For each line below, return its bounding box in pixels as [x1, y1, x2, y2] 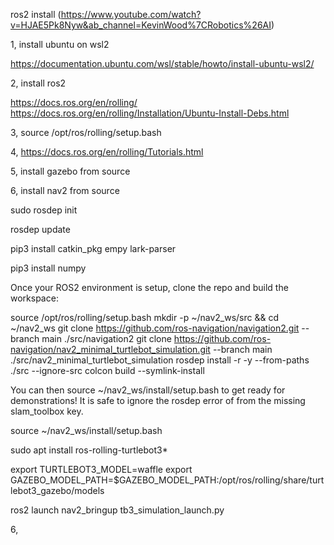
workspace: [10, 292, 59, 304]
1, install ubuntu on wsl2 [10, 39, 110, 50]
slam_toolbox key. [10, 405, 84, 417]
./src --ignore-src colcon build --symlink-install [10, 365, 205, 376]
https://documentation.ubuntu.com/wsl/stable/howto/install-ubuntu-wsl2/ [10, 58, 315, 69]
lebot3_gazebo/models [10, 485, 105, 496]
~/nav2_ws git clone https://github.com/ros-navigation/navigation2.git [10, 322, 300, 334]
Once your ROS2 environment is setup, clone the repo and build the [10, 282, 289, 293]
